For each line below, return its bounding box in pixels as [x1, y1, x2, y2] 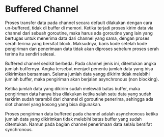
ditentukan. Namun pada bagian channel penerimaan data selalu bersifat [5, 121, 152, 127]
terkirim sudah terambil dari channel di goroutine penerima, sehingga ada [5, 96, 154, 102]
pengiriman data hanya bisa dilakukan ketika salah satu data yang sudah [5, 91, 152, 97]
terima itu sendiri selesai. [5, 51, 55, 57]
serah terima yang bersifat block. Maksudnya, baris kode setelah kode [5, 40, 147, 46]
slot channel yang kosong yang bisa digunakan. [5, 101, 102, 107]
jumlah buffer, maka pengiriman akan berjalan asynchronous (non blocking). [5, 76, 160, 82]
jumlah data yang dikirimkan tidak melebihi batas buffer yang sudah [5, 116, 142, 122]
